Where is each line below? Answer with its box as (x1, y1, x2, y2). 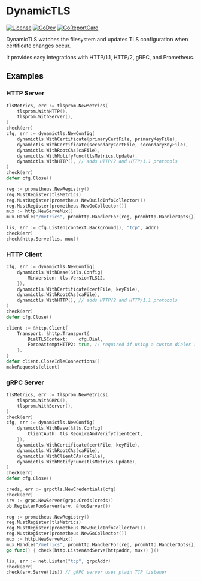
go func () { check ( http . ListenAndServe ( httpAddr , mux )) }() (6, 547, 160, 553)
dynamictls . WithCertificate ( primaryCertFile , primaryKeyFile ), (17, 136, 178, 142)
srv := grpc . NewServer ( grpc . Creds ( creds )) (6, 497, 114, 504)
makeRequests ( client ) (6, 364, 60, 370)
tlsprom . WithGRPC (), (17, 397, 68, 403)
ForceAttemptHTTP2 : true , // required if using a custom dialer (28, 342, 191, 348)
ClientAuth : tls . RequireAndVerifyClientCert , (28, 431, 144, 437)
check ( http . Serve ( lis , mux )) (6, 236, 79, 242)
